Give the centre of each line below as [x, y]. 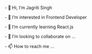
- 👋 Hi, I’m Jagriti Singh [28, 8]
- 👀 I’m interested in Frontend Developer [46, 17]
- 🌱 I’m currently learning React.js [39, 27]
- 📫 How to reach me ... [29, 46]
